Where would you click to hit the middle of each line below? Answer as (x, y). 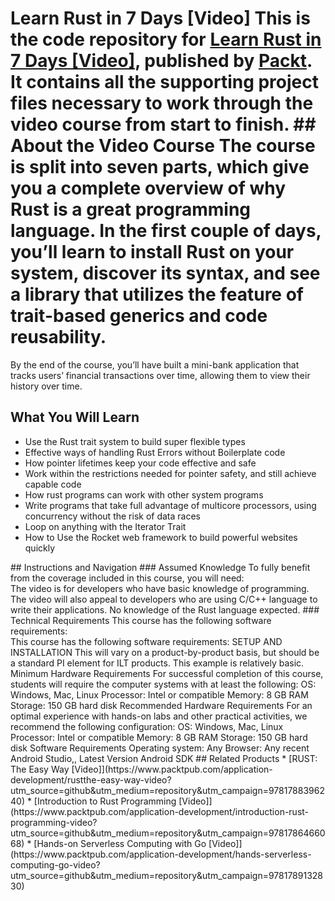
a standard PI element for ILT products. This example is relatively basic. (157, 663)
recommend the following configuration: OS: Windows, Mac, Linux (147, 726)
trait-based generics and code (139, 316)
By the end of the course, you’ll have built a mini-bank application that (155, 364)
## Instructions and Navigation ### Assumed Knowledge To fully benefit (160, 567)
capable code (53, 484)
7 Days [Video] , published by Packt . (161, 61)
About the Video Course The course (163, 146)
